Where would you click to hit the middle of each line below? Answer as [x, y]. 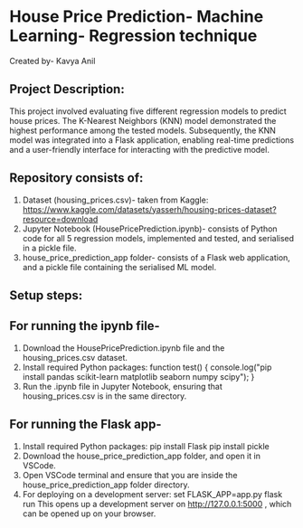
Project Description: [67, 89]
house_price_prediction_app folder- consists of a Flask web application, [156, 257]
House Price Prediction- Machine [137, 17]
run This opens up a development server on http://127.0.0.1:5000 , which [157, 504]
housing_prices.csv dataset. [75, 357]
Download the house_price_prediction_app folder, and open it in [141, 456]
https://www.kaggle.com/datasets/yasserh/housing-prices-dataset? [150, 209]
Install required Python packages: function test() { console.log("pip [147, 367]
